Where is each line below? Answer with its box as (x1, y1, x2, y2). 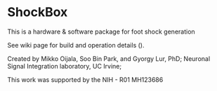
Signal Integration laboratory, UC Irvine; (7, 62, 121, 70)
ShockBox (7, 4, 68, 20)
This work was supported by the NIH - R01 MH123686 (7, 75, 164, 84)
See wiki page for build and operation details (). (7, 41, 145, 49)
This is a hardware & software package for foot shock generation (7, 27, 195, 36)
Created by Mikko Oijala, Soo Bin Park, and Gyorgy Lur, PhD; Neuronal (7, 54, 211, 63)
